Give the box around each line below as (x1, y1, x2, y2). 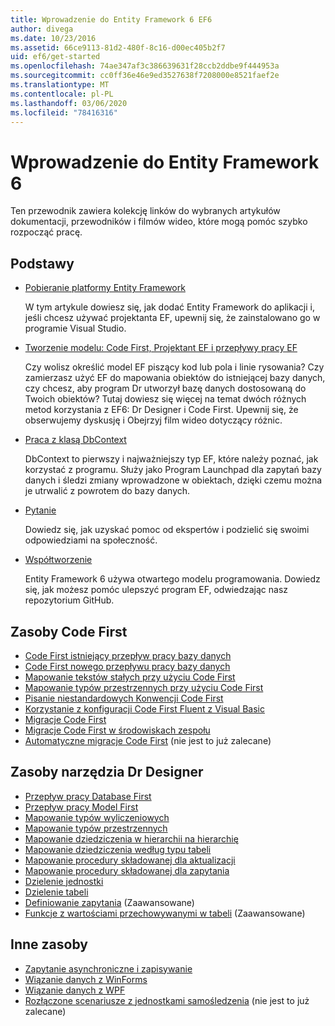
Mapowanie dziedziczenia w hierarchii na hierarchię (24, 832, 239, 845)
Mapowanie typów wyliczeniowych (24, 811, 170, 823)
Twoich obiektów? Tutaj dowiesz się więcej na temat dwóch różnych (24, 393, 307, 405)
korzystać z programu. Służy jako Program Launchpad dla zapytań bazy (24, 464, 322, 476)
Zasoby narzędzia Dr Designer (10, 764, 204, 781)
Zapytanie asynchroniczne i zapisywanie (24, 962, 193, 975)
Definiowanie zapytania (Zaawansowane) (24, 896, 195, 908)
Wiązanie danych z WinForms (24, 973, 148, 985)
